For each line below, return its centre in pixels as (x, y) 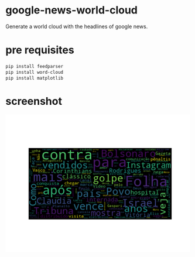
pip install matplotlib (35, 78)
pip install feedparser (35, 66)
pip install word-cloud (35, 72)
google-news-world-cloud (72, 10)
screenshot (34, 102)
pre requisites (40, 50)
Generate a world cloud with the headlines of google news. (77, 26)
